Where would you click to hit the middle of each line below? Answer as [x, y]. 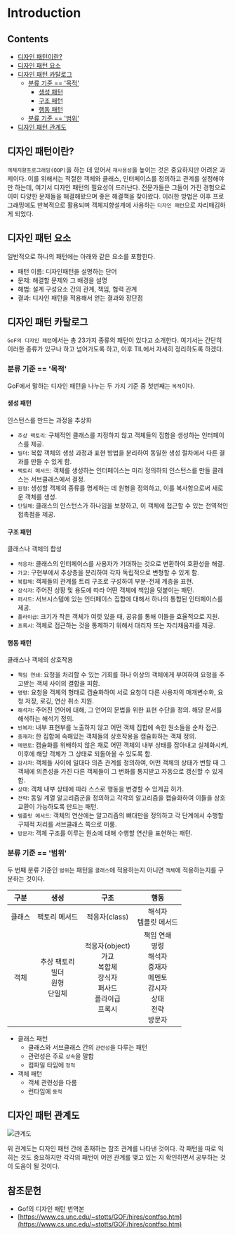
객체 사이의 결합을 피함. [68, 684]
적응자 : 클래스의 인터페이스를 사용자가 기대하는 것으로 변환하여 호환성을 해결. [121, 564]
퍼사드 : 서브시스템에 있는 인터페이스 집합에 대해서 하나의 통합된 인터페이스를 [120, 599]
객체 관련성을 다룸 [52, 1082]
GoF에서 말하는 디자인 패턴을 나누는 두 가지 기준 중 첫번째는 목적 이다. [101, 386]
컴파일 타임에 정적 [52, 1065]
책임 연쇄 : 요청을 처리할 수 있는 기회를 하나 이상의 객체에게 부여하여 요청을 [117, 675]
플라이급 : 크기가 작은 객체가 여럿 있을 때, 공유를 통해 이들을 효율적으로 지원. [118, 617]
